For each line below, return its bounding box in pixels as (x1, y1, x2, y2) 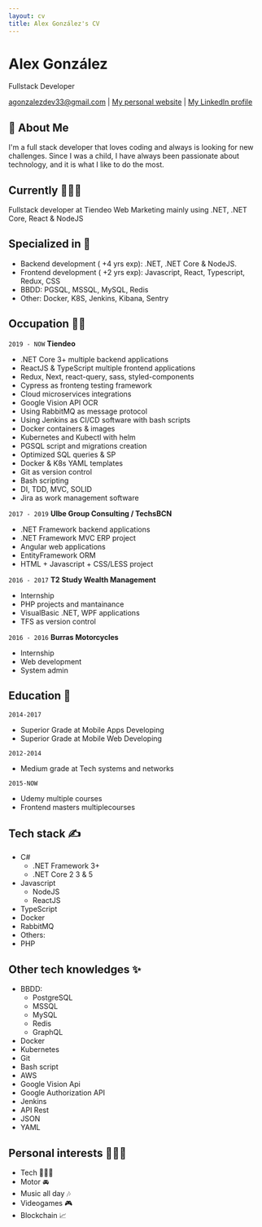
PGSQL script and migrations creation (20, 440, 147, 450)
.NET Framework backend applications (20, 524, 151, 534)
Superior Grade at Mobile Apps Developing (20, 725, 164, 734)
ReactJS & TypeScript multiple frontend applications (20, 363, 196, 373)
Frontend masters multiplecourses (20, 802, 136, 812)
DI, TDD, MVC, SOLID (20, 484, 92, 493)
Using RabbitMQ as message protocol (20, 406, 148, 416)
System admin (20, 665, 69, 675)
